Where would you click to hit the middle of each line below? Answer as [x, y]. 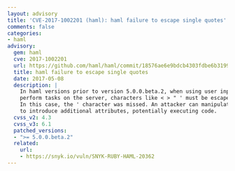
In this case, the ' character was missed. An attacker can [109, 105]
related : [26, 144]
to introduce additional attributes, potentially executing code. [119, 111]
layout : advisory [33, 14]
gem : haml [28, 53]
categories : [24, 33]
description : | [36, 85]
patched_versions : [41, 131]
